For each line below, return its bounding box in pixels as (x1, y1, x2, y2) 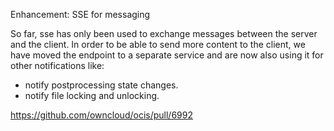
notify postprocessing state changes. (24, 79, 179, 91)
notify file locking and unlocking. (24, 90, 160, 101)
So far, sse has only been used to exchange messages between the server (10, 28, 318, 39)
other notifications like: (10, 60, 105, 71)
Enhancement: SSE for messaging (10, 9, 151, 20)
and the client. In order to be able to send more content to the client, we (10, 39, 306, 50)
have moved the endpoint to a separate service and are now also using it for (10, 49, 324, 61)
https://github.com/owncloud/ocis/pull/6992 (10, 109, 193, 121)
